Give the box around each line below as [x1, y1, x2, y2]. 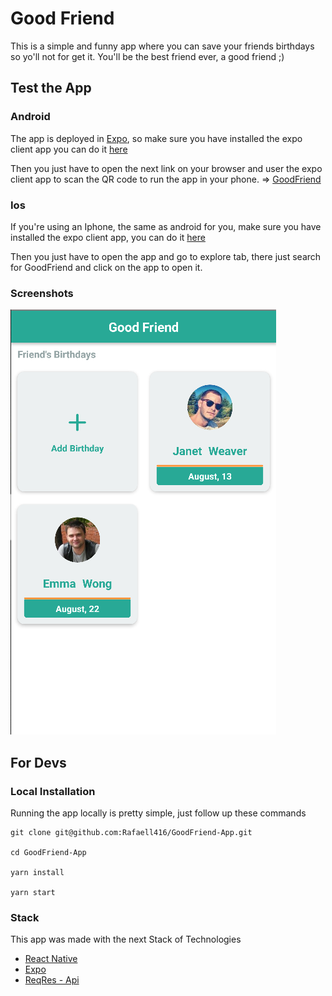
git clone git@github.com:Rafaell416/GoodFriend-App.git [10, 827, 253, 837]
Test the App [10, 80, 92, 97]
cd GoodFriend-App [10, 847, 87, 857]
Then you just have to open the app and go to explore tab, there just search [10, 250, 322, 262]
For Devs [10, 754, 67, 771]
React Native [24, 953, 78, 965]
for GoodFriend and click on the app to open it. [10, 261, 203, 273]
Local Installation [10, 784, 96, 798]
